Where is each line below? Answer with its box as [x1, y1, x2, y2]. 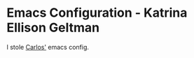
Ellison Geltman [6, 20, 99, 36]
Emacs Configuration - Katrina [6, 5, 188, 21]
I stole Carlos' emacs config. [6, 43, 89, 51]
